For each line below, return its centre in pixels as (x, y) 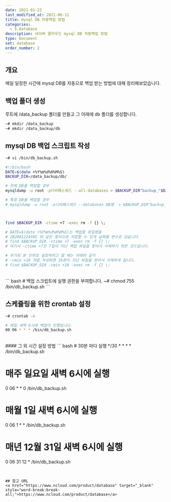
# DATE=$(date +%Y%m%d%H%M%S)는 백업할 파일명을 (53, 232)
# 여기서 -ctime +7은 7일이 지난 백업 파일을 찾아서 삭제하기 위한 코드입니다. (77, 246)
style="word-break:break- (33, 490)
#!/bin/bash (18, 167)
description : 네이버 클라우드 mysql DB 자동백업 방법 (56, 34)
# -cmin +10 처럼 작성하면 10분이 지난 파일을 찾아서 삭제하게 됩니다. (70, 260)
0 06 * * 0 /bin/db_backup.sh (36, 389)
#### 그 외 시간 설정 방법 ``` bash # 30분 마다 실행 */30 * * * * (68, 346)
